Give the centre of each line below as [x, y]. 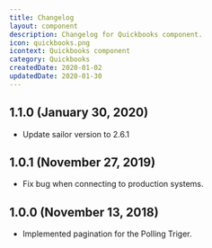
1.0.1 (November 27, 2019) [82, 162]
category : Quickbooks [50, 59]
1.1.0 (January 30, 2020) [79, 113]
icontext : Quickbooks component [70, 51]
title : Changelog [42, 18]
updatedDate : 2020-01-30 [56, 76]
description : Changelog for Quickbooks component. [106, 34]
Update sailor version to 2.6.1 [76, 134]
